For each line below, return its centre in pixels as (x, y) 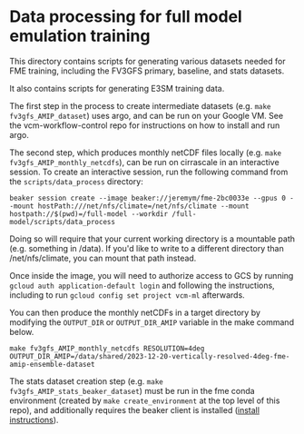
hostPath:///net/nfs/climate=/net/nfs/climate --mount (143, 206)
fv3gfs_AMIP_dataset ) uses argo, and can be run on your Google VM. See (147, 115)
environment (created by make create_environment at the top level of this (145, 400)
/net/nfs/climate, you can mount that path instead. (103, 258)
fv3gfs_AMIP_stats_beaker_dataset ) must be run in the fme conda (132, 390)
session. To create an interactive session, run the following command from (149, 172)
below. (22, 331)
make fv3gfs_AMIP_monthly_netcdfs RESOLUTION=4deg (107, 348)
